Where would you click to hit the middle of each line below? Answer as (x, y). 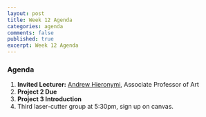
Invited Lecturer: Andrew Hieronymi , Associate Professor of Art (108, 85)
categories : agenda (35, 26)
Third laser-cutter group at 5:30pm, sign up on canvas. (95, 107)
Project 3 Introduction (49, 99)
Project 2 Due (37, 92)
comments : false (30, 33)
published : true (30, 39)
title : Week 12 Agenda (40, 20)
